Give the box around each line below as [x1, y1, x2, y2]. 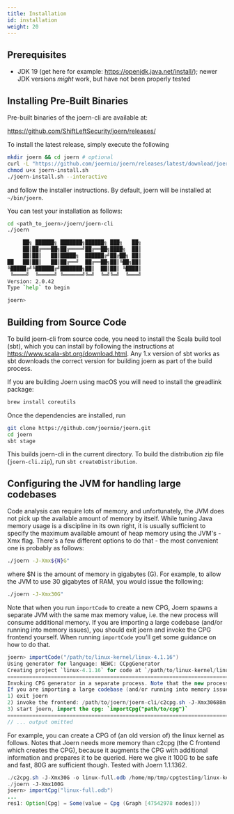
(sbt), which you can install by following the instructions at [7, 342, 175, 350]
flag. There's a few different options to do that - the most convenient [22, 536, 219, 545]
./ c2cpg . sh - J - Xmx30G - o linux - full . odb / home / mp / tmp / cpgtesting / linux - [7, 774, 223, 781]
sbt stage [7, 438, 36, 445]
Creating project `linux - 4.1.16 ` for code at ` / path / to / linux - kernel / [7, 667, 217, 673]
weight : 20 [7, 23, 39, 30]
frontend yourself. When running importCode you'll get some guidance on [7, 633, 217, 641]
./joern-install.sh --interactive [7, 173, 108, 180]
